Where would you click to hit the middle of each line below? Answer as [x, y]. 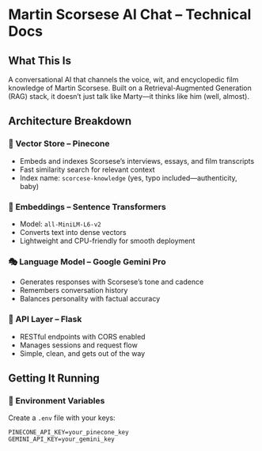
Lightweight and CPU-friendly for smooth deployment [107, 241]
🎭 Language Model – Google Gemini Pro [87, 261]
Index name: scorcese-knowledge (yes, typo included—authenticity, [128, 178]
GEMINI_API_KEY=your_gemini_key [61, 440]
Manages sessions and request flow [79, 345]
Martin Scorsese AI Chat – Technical [130, 15]
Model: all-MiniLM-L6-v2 [60, 224]
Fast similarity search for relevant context [87, 169]
